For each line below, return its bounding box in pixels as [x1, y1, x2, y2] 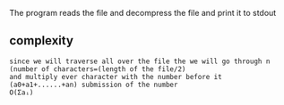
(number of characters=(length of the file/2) [9, 64, 186, 74]
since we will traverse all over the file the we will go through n [9, 57, 271, 66]
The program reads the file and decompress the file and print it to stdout [9, 8, 277, 18]
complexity [9, 33, 74, 48]
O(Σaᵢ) [9, 88, 34, 97]
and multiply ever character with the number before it [9, 72, 222, 81]
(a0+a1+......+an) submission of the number [9, 80, 178, 89]
